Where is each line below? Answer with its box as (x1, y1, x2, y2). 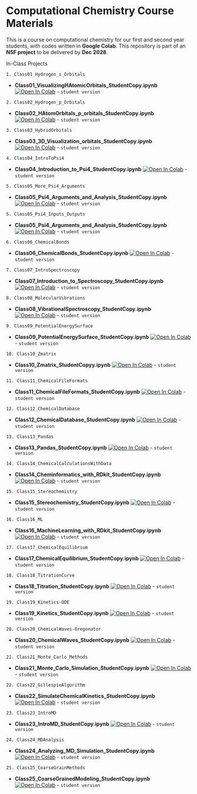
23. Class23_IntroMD (6, 710, 57, 716)
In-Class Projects (6, 60, 48, 67)
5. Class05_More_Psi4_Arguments (6, 183, 85, 189)
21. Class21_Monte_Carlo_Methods (6, 654, 88, 660)
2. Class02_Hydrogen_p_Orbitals (6, 99, 85, 105)
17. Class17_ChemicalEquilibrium (6, 544, 88, 550)
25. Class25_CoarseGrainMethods (6, 765, 85, 770)
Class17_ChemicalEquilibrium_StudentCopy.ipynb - (14, 554, 185, 562)
